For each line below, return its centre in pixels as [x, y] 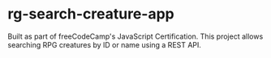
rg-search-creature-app [91, 14]
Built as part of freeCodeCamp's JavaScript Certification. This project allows [135, 36]
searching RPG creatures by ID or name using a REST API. [105, 44]
